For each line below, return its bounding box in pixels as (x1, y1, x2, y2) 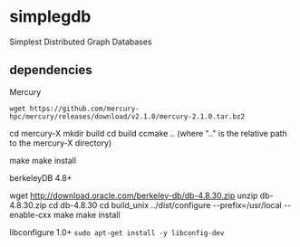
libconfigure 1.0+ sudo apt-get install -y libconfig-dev (9, 226, 225, 237)
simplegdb (9, 6, 92, 27)
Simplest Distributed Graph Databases (9, 36, 152, 47)
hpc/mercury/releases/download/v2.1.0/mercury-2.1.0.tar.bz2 (9, 111, 246, 121)
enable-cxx (9, 209, 52, 220)
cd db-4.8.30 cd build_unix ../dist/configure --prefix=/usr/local (48, 199, 283, 210)
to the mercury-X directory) (9, 138, 112, 148)
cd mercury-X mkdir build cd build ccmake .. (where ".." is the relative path (9, 128, 287, 138)
